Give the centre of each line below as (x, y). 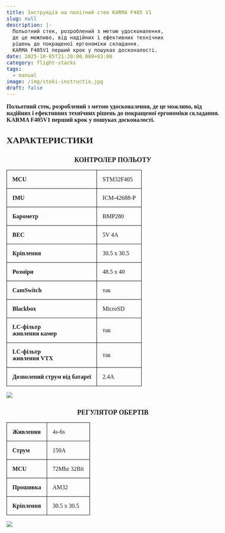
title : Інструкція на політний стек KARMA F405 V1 (79, 12)
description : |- (29, 25)
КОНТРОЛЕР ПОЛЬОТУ (113, 160)
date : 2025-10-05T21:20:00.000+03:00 (60, 56)
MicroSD (113, 309)
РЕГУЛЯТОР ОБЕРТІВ (113, 412)
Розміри (23, 272)
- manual (25, 75)
